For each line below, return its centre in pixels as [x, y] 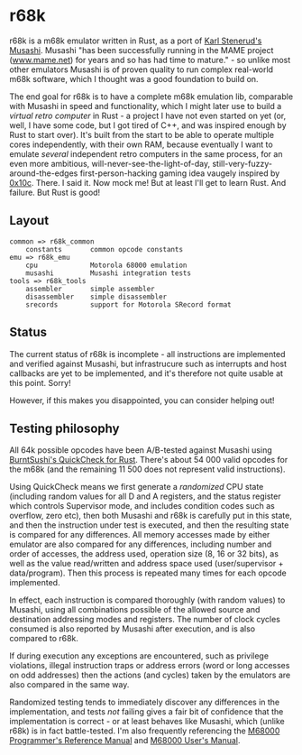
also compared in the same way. [69, 685]
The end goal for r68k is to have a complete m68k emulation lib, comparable [151, 97]
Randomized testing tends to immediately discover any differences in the [145, 702]
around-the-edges [44, 173]
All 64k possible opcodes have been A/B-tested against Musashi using [141, 450]
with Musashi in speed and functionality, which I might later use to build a [146, 106]
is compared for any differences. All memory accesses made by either [140, 535]
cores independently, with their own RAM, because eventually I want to [141, 144]
